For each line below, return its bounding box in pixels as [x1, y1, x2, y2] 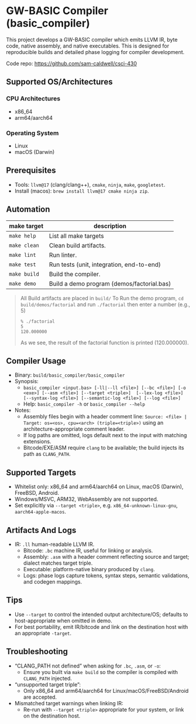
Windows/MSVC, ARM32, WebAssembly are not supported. [14, 495, 159, 503]
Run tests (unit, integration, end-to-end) [49, 260, 161, 269]
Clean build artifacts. [49, 241, 106, 249]
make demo [9, 280, 36, 287]
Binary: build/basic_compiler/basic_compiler [14, 371, 125, 378]
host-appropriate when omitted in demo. [14, 617, 112, 624]
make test [9, 261, 36, 268]
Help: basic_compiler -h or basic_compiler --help [23, 401, 145, 408]
